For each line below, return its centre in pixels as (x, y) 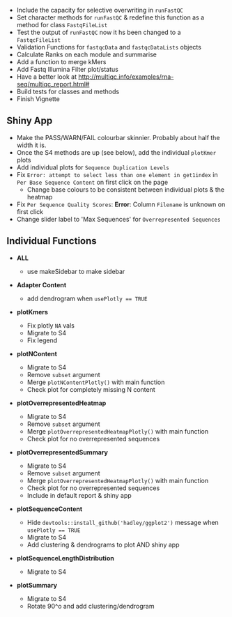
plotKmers (32, 312)
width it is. (31, 145)
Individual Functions (52, 241)
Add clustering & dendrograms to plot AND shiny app (103, 544)
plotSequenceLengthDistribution (65, 558)
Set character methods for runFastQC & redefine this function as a (110, 17)
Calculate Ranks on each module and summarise (87, 54)
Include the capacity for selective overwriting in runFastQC (100, 10)
